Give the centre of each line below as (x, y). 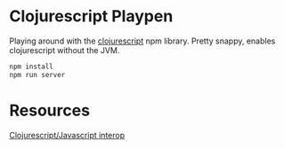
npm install (31, 67)
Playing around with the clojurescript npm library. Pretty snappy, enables (142, 41)
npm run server (37, 74)
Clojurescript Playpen (91, 16)
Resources (50, 110)
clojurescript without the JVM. (65, 50)
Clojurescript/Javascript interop (67, 135)
